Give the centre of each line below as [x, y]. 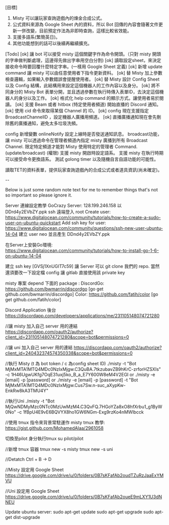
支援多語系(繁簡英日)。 [36, 37]
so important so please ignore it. [39, 195]
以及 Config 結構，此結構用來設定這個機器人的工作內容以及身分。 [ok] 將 [80, 85]
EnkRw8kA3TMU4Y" [27, 390]
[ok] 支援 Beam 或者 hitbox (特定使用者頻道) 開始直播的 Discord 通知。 [88, 104]
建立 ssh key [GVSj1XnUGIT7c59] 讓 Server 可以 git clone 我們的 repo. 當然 [82, 266]
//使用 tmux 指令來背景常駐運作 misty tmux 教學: [55, 422]
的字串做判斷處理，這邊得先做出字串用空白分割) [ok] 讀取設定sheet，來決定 [83, 60]
